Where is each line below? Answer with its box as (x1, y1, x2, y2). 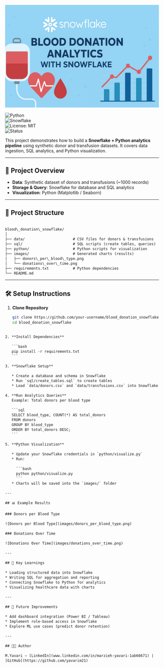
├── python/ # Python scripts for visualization (5, 247, 147, 252)
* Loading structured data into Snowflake (5, 570, 93, 575)
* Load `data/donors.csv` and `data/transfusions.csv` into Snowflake (11, 383, 159, 388)
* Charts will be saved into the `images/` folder (11, 481, 117, 486)
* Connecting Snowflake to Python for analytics (5, 580, 106, 585)
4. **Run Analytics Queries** (5, 393, 67, 398)
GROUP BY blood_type (11, 422, 54, 427)
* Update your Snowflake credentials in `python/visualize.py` (11, 452, 143, 456)
